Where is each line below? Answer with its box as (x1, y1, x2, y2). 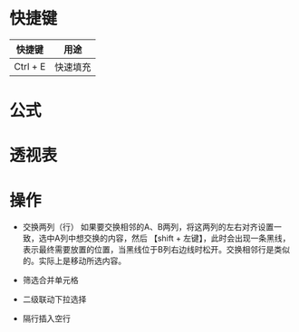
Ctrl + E (14, 60, 46, 72)
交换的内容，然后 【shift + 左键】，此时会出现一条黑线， (83, 232, 291, 244)
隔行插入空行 (22, 313, 71, 324)
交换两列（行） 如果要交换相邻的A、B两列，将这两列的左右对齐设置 (22, 222, 275, 232)
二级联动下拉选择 (22, 294, 87, 305)
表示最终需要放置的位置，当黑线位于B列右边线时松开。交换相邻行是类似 (22, 244, 290, 255)
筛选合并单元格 (22, 275, 79, 286)
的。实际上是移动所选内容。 (22, 255, 127, 267)
